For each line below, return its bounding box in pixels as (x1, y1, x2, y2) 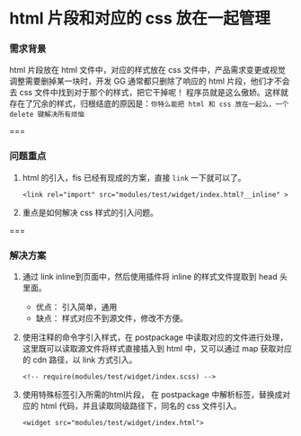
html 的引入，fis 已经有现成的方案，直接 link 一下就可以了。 (22, 172, 246, 182)
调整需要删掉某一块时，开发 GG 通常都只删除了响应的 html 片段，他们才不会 (9, 76, 290, 86)
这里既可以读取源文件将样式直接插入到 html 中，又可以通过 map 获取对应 (22, 343, 292, 354)
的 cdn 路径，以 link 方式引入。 (22, 354, 137, 365)
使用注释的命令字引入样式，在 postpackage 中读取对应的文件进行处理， (22, 332, 288, 343)
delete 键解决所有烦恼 (9, 110, 85, 120)
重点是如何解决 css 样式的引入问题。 (22, 207, 159, 218)
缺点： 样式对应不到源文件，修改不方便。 (35, 313, 189, 324)
